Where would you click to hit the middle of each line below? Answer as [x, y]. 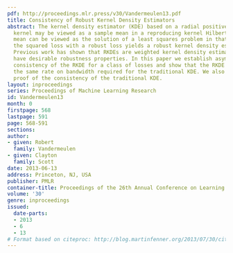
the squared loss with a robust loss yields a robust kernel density [116, 46]
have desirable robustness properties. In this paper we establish [113, 59]
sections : [21, 130]
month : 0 [20, 104]
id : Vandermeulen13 [35, 98]
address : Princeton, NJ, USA [49, 175]
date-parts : [31, 213]
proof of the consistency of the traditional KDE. [88, 78]
